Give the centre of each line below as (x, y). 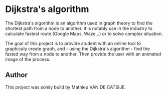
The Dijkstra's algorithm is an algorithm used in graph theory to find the (79, 23)
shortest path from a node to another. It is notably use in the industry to (79, 28)
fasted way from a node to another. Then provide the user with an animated (83, 54)
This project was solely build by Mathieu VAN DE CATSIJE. (66, 87)
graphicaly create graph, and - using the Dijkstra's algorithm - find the (78, 48)
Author (16, 75)
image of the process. (28, 59)
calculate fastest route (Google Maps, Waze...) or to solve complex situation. (84, 33)
